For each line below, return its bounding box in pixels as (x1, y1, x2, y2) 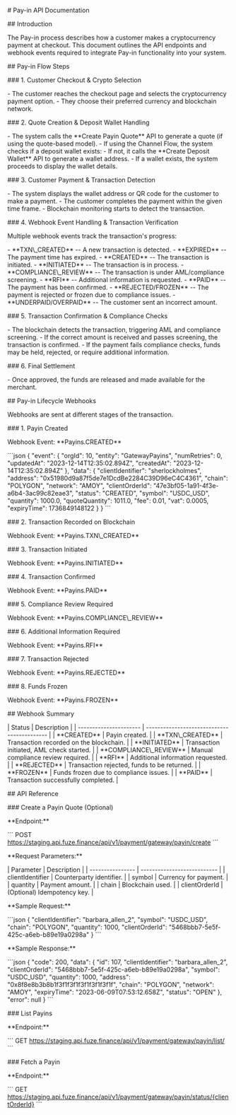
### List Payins (7, 1009, 53, 1017)
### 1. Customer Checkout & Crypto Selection (7, 76, 142, 84)
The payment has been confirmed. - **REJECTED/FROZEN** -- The (7, 283, 209, 291)
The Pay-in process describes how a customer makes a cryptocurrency (7, 33, 216, 42)
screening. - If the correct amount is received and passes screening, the (7, 333, 218, 341)
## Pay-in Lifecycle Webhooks (7, 397, 97, 405)
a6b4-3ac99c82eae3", (7, 489, 74, 497)
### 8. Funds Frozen (7, 682, 69, 690)
